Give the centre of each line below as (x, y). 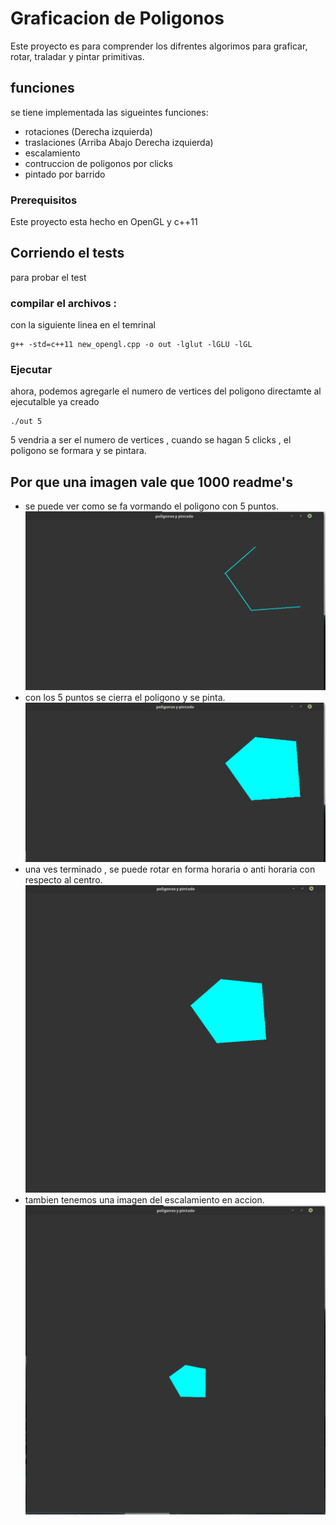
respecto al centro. (63, 880)
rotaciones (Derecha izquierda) (88, 131)
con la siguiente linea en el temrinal (83, 325)
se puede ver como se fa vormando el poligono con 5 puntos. (152, 506)
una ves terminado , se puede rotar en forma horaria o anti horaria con (170, 869)
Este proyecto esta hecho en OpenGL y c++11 (104, 222)
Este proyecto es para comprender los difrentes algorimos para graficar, (159, 46)
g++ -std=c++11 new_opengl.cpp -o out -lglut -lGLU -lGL (131, 345)
